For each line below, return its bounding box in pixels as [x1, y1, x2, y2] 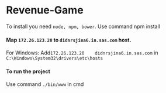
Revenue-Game [6, 4, 84, 17]
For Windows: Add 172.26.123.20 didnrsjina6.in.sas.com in [6, 49, 158, 56]
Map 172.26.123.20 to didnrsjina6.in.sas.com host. [6, 36, 132, 43]
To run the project [6, 68, 51, 75]
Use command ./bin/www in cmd [6, 81, 84, 88]
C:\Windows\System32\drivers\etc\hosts [6, 56, 103, 61]
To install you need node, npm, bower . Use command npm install [6, 23, 161, 30]
